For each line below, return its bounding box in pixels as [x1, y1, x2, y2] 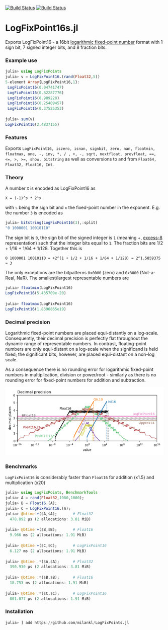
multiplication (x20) [5, 480, 46, 486]
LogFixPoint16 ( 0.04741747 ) [7, 85, 64, 90]
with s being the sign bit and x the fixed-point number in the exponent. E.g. [5, 204, 160, 211]
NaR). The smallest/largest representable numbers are [17, 275, 129, 281]
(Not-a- [140, 270, 156, 276]
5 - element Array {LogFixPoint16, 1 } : [5, 80, 80, 85]
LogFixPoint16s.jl [5, 23, 78, 34]
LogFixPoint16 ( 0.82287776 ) [7, 90, 64, 95]
